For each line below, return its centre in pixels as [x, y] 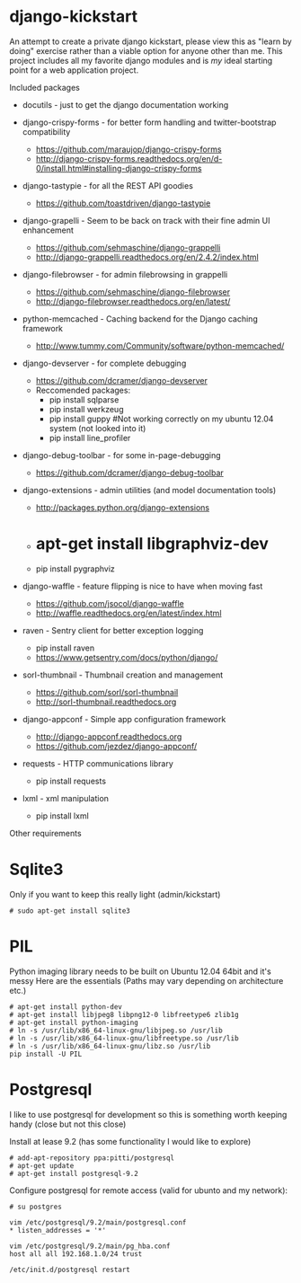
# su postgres [36, 1207]
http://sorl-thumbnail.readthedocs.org [106, 702]
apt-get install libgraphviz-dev [152, 544]
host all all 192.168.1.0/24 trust [76, 1254]
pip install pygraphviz [75, 569]
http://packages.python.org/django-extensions [122, 507]
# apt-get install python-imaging [74, 1022]
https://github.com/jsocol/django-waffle [110, 603]
